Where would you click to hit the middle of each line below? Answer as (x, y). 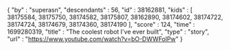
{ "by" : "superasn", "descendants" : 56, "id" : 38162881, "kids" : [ (100, 10)
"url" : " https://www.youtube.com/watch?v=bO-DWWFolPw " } (95, 39)
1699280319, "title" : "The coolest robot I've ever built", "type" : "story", (108, 32)
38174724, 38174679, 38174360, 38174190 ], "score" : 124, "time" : (101, 24)
